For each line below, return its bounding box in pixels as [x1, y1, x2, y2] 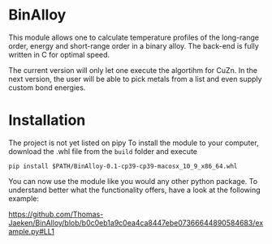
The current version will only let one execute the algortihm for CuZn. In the [8, 65, 258, 75]
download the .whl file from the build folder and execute [8, 146, 197, 156]
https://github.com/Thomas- [8, 209, 104, 219]
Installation [8, 111, 86, 130]
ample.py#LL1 [8, 226, 55, 236]
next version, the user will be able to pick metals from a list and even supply [8, 74, 262, 83]
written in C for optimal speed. [8, 49, 110, 59]
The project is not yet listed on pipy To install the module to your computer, [8, 138, 259, 148]
